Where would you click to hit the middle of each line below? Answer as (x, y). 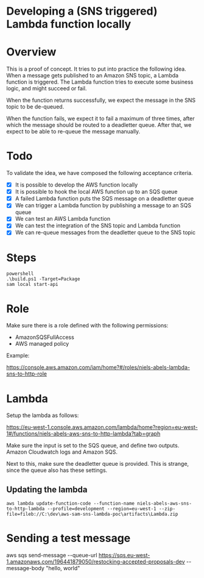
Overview (31, 52)
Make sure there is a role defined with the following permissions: (87, 326)
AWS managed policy (42, 344)
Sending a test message (69, 538)
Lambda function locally (69, 24)
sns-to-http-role (27, 374)
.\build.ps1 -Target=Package (43, 279)
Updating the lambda (47, 489)
